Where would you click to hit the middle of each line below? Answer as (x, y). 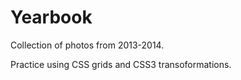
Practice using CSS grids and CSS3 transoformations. (121, 64)
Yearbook (51, 17)
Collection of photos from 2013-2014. (87, 45)
